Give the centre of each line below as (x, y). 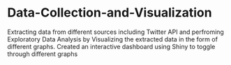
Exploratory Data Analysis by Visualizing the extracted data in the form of (113, 39)
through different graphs (43, 54)
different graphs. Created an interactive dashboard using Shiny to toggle (111, 46)
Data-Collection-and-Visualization (110, 13)
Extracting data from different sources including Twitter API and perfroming (116, 32)
